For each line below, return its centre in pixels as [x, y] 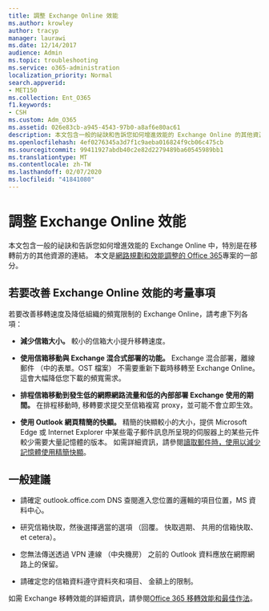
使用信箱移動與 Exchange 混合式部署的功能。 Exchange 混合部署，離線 [137, 358]
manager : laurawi [37, 38]
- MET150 [23, 90]
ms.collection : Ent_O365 [50, 98]
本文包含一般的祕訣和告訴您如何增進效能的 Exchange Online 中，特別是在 [129, 245]
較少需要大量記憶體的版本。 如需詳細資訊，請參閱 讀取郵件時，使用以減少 [140, 442]
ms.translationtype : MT [48, 157]
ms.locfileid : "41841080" [51, 180]
